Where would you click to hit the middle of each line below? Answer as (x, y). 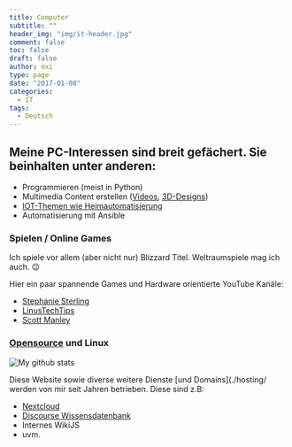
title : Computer (39, 17)
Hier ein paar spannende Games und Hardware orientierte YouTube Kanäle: (146, 284)
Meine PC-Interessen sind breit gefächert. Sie (138, 152)
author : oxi (31, 67)
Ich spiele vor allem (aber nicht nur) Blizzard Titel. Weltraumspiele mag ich (145, 258)
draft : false (33, 58)
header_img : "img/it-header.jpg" (71, 34)
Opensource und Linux (59, 343)
